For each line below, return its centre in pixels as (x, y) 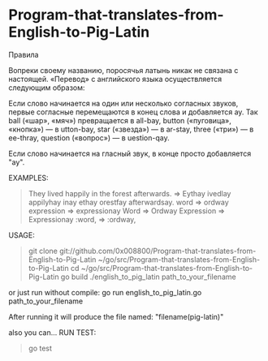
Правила (24, 54)
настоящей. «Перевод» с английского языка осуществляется (115, 79)
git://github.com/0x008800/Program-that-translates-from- (158, 251)
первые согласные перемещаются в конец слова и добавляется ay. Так (133, 112)
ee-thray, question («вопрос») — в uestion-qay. (89, 138)
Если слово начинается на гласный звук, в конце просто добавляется (130, 153)
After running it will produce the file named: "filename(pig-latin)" (116, 316)
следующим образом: (47, 88)
